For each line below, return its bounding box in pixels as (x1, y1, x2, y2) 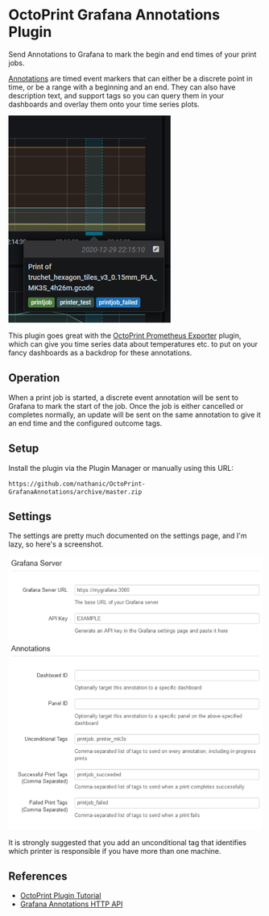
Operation (8, 371, 60, 385)
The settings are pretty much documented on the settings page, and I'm (8, 531, 247, 541)
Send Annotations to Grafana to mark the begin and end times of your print (8, 49, 257, 59)
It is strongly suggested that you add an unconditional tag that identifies (8, 837, 247, 847)
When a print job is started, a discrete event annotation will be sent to (8, 393, 239, 402)
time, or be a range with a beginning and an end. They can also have (8, 82, 236, 92)
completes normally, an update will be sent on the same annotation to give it (8, 410, 262, 419)
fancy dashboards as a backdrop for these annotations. (8, 348, 192, 357)
